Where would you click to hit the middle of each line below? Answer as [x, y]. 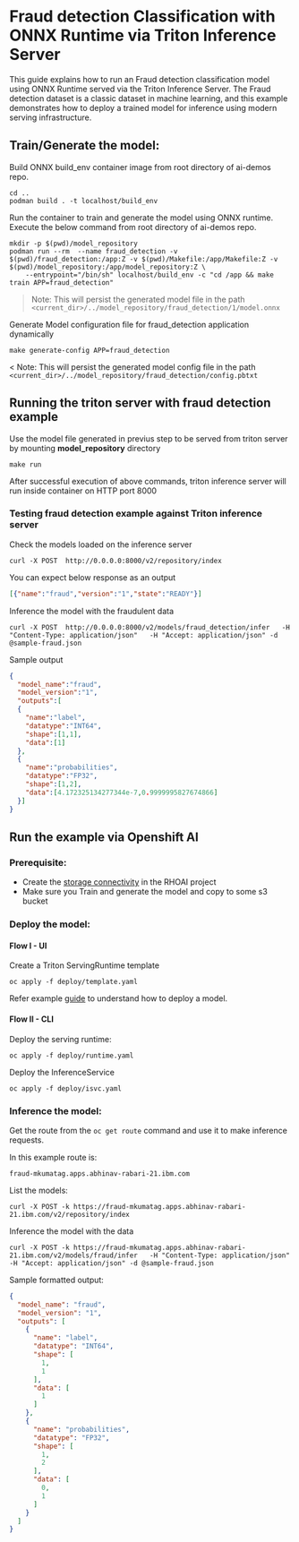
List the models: [39, 1190]
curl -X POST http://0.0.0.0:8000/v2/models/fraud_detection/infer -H [150, 627]
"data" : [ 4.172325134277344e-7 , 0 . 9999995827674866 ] [122, 792]
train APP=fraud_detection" [62, 283]
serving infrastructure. [51, 117]
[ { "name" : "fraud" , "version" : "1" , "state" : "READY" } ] [106, 594]
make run [26, 464]
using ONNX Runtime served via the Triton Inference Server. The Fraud [140, 89]
